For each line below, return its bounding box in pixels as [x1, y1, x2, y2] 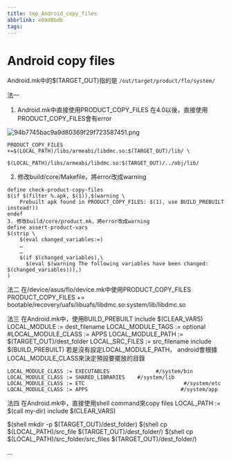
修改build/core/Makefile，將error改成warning [17, 173, 147, 181]
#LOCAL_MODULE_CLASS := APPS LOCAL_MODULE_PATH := [7, 330, 184, 339]
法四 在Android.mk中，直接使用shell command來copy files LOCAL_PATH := [7, 399, 221, 408]
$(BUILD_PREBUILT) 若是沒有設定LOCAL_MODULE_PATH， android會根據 [7, 346, 218, 354]
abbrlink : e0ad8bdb [7, 17, 64, 23]
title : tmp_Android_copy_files [7, 10, 98, 17]
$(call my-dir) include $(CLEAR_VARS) [7, 407, 116, 415]
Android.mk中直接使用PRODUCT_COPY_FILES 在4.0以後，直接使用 [17, 106, 208, 114]
